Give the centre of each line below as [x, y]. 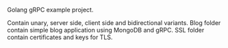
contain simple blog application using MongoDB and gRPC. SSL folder [106, 30]
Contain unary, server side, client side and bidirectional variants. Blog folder [114, 23]
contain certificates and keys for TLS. [60, 37]
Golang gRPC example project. [50, 10]
